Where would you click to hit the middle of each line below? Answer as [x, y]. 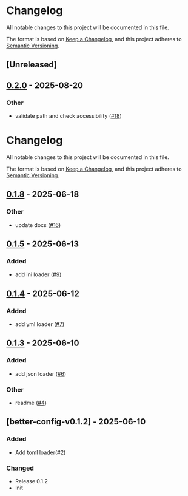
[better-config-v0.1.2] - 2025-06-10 [76, 422]
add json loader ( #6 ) [41, 373]
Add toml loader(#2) [40, 452]
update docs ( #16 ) [38, 225]
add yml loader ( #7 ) [40, 324]
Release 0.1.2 [32, 481]
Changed [20, 468]
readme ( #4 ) [31, 403]
